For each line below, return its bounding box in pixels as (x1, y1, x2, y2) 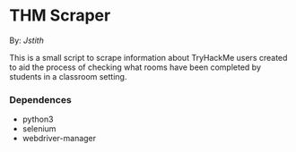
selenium (22, 123, 57, 134)
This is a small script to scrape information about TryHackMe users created (9, 52, 288, 63)
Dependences (9, 93, 72, 106)
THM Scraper (9, 5, 111, 26)
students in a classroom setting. (9, 71, 127, 81)
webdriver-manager (22, 133, 97, 144)
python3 (22, 114, 54, 125)
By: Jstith (9, 35, 45, 46)
